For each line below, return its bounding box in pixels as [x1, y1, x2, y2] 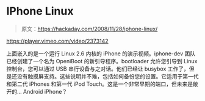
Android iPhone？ [23, 88, 68, 95]
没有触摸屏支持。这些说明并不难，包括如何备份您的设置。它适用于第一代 [16, 72, 199, 80]
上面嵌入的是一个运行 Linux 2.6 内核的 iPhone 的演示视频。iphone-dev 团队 [6, 50, 196, 57]
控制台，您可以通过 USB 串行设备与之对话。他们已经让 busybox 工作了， [6, 65, 189, 72]
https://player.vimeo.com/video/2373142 [6, 37, 109, 44]
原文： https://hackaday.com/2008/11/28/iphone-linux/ [21, 25, 158, 32]
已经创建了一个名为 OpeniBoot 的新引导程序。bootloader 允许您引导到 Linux [6, 57, 198, 64]
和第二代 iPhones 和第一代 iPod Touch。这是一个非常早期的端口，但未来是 [6, 80, 193, 88]
